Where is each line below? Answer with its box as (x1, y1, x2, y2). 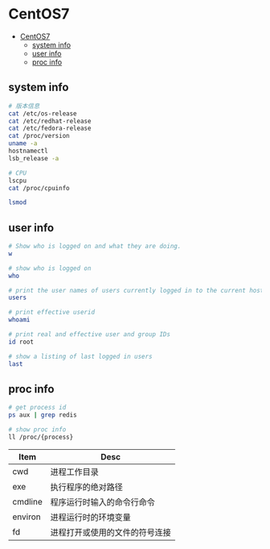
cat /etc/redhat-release (8, 117, 92, 125)
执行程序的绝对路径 (50, 481, 123, 493)
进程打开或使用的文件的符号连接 (50, 526, 171, 538)
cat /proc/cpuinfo (8, 184, 70, 192)
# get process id (8, 404, 67, 412)
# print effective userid (8, 308, 95, 317)
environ (12, 511, 42, 522)
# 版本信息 (8, 102, 40, 110)
